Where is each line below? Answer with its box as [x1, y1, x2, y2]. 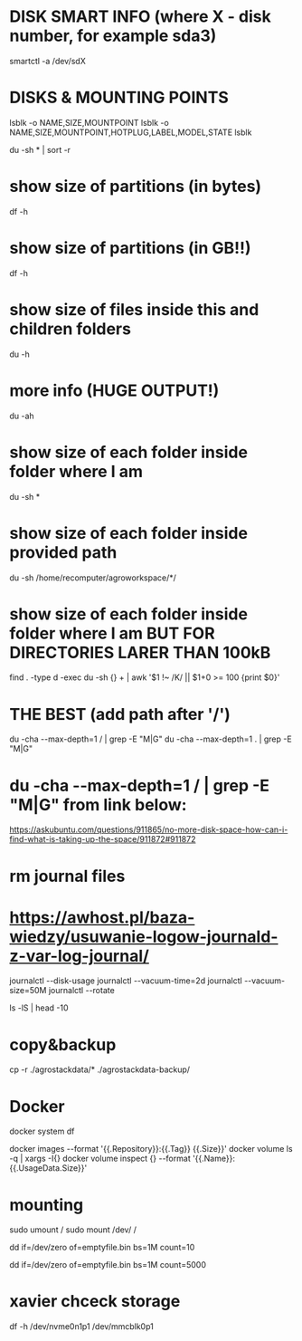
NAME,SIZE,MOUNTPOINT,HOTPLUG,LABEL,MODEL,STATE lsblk [9, 127, 252, 138]
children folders [9, 319, 131, 339]
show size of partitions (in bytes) [9, 177, 262, 196]
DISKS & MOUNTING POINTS [9, 88, 229, 108]
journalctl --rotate [48, 985, 115, 996]
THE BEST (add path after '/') [9, 704, 231, 724]
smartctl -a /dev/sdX [9, 55, 86, 66]
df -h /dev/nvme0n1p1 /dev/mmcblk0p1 [9, 1321, 154, 1332]
